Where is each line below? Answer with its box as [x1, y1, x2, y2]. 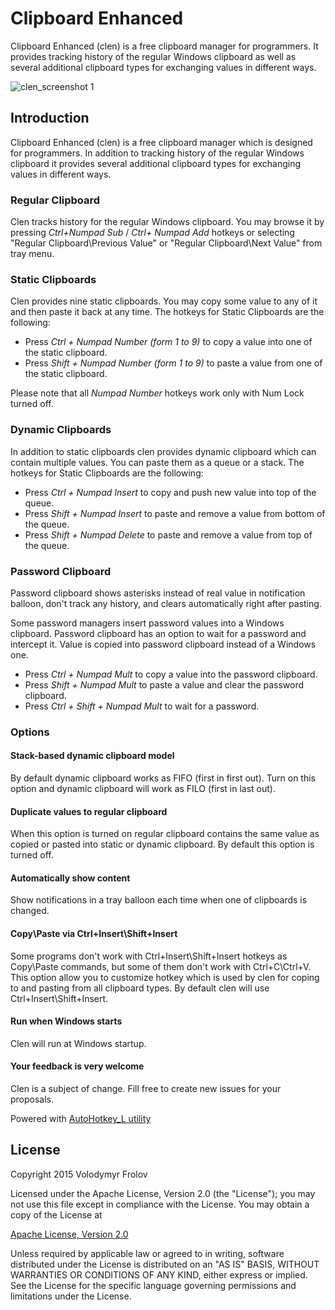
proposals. [10, 1093, 55, 1106]
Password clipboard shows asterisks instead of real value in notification [10, 587, 306, 599]
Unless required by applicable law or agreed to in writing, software [10, 1247, 285, 1259]
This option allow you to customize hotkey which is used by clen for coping [10, 971, 320, 983]
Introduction [10, 110, 90, 127]
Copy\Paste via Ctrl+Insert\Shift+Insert [10, 928, 178, 940]
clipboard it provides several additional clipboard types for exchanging [10, 157, 301, 169]
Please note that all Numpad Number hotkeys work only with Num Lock [10, 387, 305, 399]
